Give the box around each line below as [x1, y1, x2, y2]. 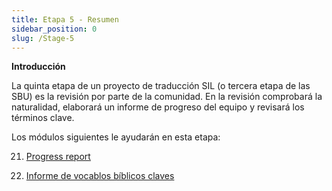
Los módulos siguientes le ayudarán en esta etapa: [11, 131, 221, 143]
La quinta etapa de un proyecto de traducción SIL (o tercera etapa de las [11, 80, 311, 92]
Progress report [25, 151, 91, 163]
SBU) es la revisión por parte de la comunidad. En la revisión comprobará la [11, 91, 323, 103]
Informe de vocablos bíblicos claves [25, 170, 175, 182]
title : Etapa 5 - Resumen [11, 14, 119, 25]
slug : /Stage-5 [11, 33, 75, 43]
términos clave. [11, 112, 75, 124]
